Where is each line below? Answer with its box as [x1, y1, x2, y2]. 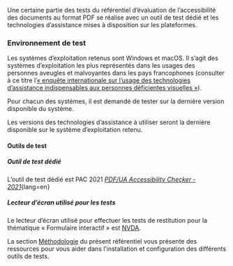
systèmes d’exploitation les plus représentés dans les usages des [7, 61, 195, 70]
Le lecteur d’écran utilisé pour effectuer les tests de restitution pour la [7, 216, 208, 224]
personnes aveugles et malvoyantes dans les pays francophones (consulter [7, 69, 225, 77]
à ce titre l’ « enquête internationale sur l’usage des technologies [7, 76, 190, 84]
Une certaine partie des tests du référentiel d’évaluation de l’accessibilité [7, 6, 216, 14]
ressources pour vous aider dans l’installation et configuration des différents [7, 244, 227, 253]
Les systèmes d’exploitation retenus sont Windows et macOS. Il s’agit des [7, 54, 218, 62]
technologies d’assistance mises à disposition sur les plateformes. [7, 21, 197, 29]
